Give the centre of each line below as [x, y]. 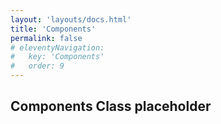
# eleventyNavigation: [57, 47]
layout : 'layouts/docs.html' [71, 19]
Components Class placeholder [111, 106]
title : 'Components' [53, 29]
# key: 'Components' [57, 57]
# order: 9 [37, 66]
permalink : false [46, 38]
